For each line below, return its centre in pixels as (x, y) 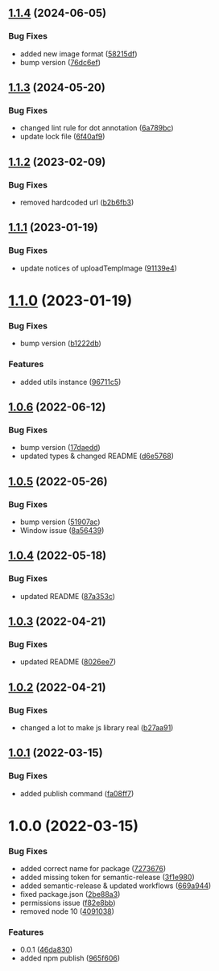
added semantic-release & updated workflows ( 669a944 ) (116, 886)
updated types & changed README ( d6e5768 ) (97, 456)
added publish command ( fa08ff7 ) (77, 793)
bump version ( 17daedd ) (60, 448)
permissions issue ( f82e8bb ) (68, 903)
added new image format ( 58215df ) (79, 54)
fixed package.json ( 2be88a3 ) (70, 895)
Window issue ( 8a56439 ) (62, 530)
